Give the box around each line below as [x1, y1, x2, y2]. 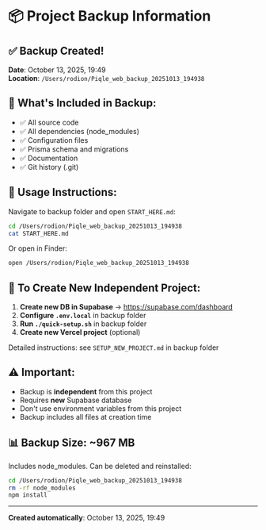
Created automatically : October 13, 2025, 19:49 [8, 513, 165, 523]
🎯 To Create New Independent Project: [8, 281, 201, 294]
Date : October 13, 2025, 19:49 [8, 65, 106, 75]
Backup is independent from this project [19, 386, 153, 396]
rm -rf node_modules [8, 484, 77, 492]
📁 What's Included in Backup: [8, 97, 157, 110]
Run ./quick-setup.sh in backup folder [19, 319, 147, 328]
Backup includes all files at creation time [19, 412, 152, 421]
